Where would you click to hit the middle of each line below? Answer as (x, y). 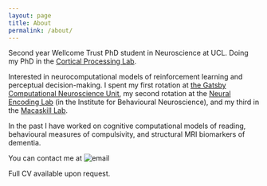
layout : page (30, 15)
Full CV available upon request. (59, 174)
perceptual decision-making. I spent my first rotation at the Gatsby (117, 85)
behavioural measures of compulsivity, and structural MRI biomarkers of (127, 134)
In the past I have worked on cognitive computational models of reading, (127, 126)
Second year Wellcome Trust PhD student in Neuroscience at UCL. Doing (128, 53)
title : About (30, 23)
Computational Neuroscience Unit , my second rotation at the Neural (120, 94)
